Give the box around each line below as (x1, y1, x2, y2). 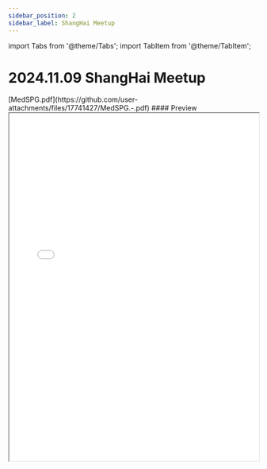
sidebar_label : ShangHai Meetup (8, 19, 115, 27)
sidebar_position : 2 (8, 11, 77, 20)
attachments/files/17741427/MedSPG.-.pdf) (8, 103, 151, 113)
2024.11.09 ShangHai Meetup (8, 68, 206, 87)
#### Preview (151, 103, 197, 113)
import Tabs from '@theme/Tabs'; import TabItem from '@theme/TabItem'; (8, 41, 252, 50)
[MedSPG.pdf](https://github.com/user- (8, 95, 139, 104)
